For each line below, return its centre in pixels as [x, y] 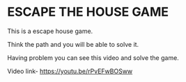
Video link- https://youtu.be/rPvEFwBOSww [70, 71]
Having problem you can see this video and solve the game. [93, 58]
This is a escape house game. [50, 31]
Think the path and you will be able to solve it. [73, 44]
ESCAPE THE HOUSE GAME [88, 12]
